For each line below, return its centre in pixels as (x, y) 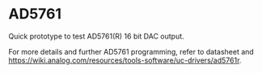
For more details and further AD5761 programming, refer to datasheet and (131, 51)
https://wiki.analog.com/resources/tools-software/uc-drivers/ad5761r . (125, 60)
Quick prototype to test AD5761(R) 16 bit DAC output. (96, 36)
